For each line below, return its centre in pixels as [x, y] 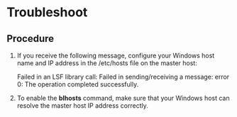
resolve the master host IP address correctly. [82, 106]
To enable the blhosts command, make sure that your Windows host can [123, 98]
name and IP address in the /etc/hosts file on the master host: [107, 63]
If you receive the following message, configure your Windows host [116, 55]
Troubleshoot [47, 12]
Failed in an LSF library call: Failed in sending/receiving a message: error [123, 77]
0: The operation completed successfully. [78, 84]
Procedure [31, 39]
